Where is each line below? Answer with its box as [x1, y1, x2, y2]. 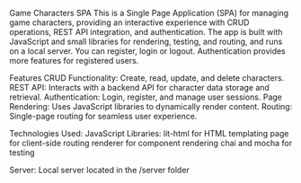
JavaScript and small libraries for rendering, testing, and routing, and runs [9, 36, 283, 47]
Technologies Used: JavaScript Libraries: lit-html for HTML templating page [9, 128, 289, 138]
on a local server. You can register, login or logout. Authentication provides [9, 46, 286, 57]
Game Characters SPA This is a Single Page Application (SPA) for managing [9, 8, 289, 18]
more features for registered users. [9, 56, 139, 65]
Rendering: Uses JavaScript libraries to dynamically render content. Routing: [9, 101, 293, 111]
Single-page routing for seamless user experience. [9, 111, 198, 121]
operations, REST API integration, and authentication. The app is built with [9, 27, 283, 37]
